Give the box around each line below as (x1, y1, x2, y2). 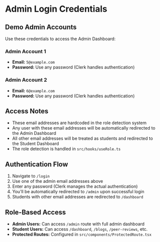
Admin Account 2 (5, 77, 47, 84)
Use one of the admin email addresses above (12, 178, 103, 184)
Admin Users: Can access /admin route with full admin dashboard (12, 221, 145, 227)
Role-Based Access (5, 208, 66, 216)
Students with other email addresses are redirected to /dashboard (12, 194, 144, 200)
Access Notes (5, 107, 49, 115)
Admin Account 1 (5, 48, 46, 55)
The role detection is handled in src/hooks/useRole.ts (12, 146, 121, 152)
